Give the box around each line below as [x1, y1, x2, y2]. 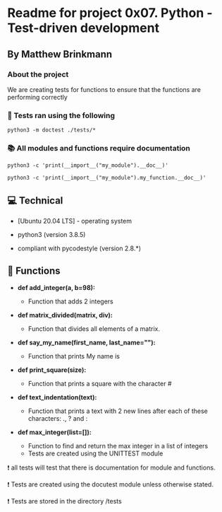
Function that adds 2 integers [27, 297, 114, 306]
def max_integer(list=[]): [17, 428, 92, 436]
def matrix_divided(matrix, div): [17, 311, 113, 320]
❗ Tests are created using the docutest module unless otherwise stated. [7, 480, 214, 489]
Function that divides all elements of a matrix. [27, 325, 161, 333]
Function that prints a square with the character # [27, 380, 172, 388]
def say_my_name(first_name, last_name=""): [17, 338, 156, 347]
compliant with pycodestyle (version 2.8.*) [17, 244, 142, 252]
